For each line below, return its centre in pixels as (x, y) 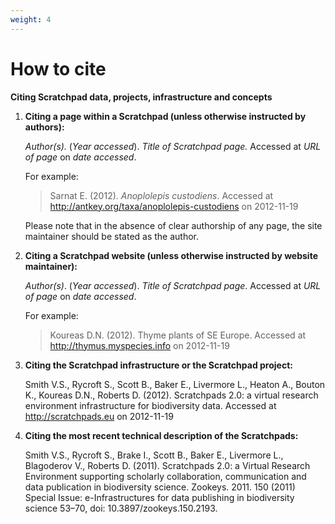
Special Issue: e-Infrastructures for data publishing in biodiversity (159, 497)
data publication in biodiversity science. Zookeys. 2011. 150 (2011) (160, 487)
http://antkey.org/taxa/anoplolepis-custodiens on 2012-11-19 (174, 206)
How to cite (58, 68)
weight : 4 (31, 19)
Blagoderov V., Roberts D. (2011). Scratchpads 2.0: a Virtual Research (167, 465)
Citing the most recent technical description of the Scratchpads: (161, 435)
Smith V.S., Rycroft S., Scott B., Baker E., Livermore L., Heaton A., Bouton (175, 384)
